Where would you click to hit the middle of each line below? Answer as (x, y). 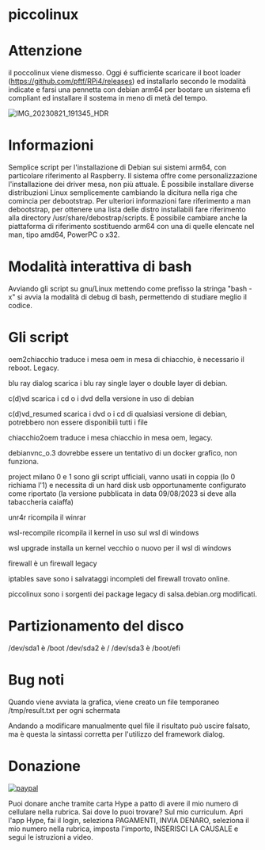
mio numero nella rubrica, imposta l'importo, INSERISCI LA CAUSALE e (123, 829)
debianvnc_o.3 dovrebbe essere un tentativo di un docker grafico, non (123, 452)
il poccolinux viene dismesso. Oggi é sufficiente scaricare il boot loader (125, 73)
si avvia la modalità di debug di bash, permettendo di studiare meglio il (132, 297)
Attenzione (45, 51)
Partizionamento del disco (96, 626)
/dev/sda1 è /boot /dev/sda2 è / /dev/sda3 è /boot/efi (94, 648)
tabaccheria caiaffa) (41, 501)
